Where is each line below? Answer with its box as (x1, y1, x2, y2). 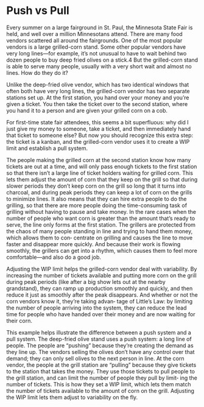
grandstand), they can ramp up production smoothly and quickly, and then (6, 285, 193, 292)
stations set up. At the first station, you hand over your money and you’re (6, 94, 189, 101)
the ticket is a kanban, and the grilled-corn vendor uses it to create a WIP (6, 138, 190, 145)
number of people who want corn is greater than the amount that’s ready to (6, 214, 195, 222)
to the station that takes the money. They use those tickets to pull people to (6, 367, 195, 375)
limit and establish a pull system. (6, 144, 88, 152)
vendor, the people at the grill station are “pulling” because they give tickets (6, 361, 197, 369)
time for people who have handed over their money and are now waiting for (6, 310, 195, 317)
